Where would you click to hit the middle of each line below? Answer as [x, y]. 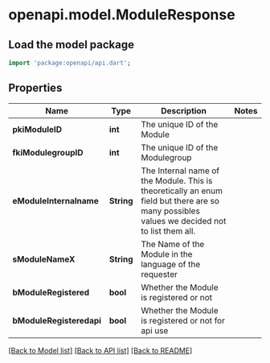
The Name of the [172, 244]
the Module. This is [176, 180]
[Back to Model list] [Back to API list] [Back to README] [100, 350]
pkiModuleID [37, 129]
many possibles [170, 211]
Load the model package [72, 45]
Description [184, 110]
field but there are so [180, 200]
